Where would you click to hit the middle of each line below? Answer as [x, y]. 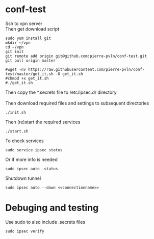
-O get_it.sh [69, 74]
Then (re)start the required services [43, 122]
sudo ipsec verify [25, 231]
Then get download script [32, 29]
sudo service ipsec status [34, 150]
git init [15, 51]
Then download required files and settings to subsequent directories [77, 103]
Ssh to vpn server [24, 23]
